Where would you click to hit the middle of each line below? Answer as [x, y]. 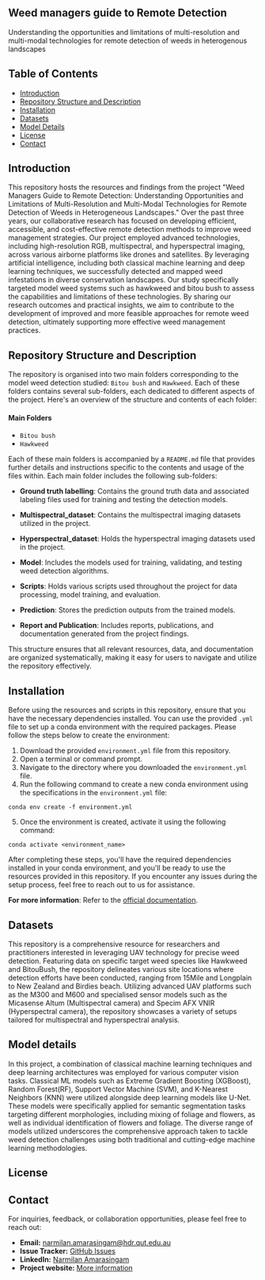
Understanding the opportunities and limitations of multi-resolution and [124, 32]
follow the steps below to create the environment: [89, 735]
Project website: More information [76, 1268]
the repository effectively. [50, 666]
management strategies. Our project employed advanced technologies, [124, 238]
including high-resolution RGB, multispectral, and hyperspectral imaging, [127, 246]
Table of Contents [53, 74]
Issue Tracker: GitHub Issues [68, 1251]
